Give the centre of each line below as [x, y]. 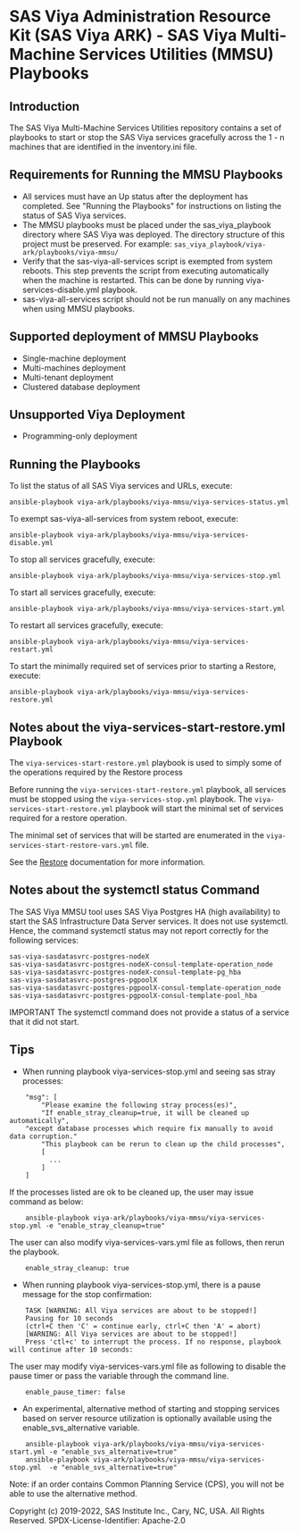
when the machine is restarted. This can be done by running [133, 280]
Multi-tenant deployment [68, 377]
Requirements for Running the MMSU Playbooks [146, 175]
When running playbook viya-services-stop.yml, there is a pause [141, 1285]
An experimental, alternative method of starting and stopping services [151, 1408]
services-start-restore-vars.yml [71, 846]
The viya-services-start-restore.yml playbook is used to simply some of [146, 763]
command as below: [46, 1201]
